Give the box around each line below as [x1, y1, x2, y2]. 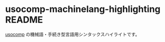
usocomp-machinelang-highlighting [5, 3, 161, 15]
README [5, 14, 43, 25]
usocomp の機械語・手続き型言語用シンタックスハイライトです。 [5, 31, 140, 37]
